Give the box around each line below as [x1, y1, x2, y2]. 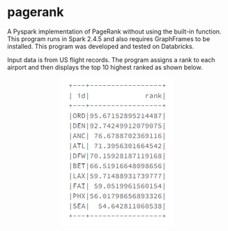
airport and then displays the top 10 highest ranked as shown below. [7, 63, 203, 71]
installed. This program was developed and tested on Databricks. [7, 42, 195, 50]
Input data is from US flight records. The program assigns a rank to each [7, 55, 215, 64]
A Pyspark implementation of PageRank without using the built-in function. [7, 27, 222, 36]
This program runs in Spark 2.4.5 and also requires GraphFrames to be [7, 34, 211, 43]
